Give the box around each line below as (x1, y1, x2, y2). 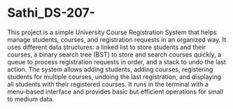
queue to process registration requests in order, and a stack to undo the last (7, 57, 226, 66)
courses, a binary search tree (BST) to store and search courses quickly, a (7, 50, 222, 59)
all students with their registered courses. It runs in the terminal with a (7, 80, 209, 88)
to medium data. (7, 94, 55, 103)
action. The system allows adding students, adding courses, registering (7, 65, 213, 73)
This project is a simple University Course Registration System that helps (7, 28, 217, 36)
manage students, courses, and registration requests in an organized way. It (7, 35, 227, 43)
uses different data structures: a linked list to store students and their (7, 43, 206, 51)
